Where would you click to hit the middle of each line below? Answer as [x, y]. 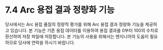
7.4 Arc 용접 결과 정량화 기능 [60, 10]
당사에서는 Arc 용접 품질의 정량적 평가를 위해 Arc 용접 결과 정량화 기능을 [75, 24]
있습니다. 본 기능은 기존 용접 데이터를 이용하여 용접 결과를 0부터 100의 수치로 [84, 30]
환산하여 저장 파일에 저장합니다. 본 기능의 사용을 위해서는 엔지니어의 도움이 [77, 36]
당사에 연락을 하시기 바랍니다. [46, 42]
